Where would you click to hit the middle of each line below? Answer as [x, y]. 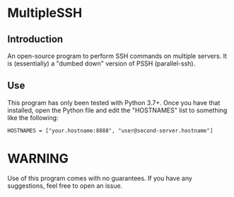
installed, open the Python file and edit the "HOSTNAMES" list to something [117, 110]
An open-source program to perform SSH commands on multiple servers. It [117, 56]
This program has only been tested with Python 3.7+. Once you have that [114, 102]
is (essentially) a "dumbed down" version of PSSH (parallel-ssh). [101, 64]
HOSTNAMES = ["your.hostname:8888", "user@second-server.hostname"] [110, 131]
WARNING [38, 159]
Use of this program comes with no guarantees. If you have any [100, 178]
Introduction [35, 39]
